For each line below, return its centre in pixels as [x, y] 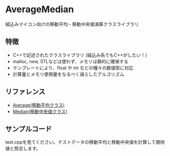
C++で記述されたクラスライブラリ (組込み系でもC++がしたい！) [80, 55]
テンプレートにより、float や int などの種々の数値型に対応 [73, 68]
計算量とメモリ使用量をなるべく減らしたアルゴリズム [68, 74]
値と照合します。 [23, 148]
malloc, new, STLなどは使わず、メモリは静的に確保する [70, 61]
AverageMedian [40, 9]
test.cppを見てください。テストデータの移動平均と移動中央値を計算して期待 [85, 142]
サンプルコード [29, 129]
